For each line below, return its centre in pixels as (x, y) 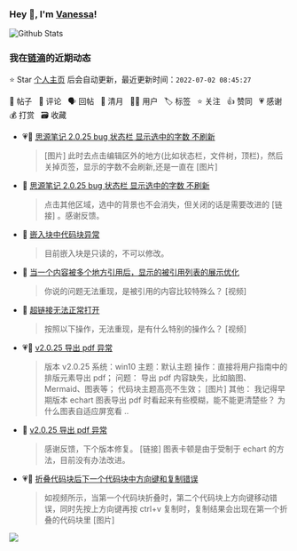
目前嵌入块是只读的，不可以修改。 (106, 253)
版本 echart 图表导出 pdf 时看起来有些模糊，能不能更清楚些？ (164, 400)
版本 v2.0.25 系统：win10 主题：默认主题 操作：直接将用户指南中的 (166, 366)
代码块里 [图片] (87, 520)
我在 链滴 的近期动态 (50, 59)
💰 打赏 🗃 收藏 (38, 115)
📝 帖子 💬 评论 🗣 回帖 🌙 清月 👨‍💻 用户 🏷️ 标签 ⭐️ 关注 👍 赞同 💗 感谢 (146, 100)
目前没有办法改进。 (95, 459)
